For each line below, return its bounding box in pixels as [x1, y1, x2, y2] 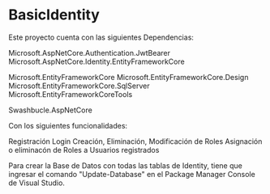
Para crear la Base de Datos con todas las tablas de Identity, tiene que [8, 160, 243, 171]
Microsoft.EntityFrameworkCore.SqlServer [8, 81, 150, 91]
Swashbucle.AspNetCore [8, 105, 93, 115]
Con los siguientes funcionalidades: [8, 120, 128, 130]
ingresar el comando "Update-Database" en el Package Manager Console [8, 169, 255, 179]
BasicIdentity [8, 6, 100, 24]
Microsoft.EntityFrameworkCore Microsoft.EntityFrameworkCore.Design [8, 72, 249, 82]
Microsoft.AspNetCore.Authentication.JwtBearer [8, 48, 171, 57]
